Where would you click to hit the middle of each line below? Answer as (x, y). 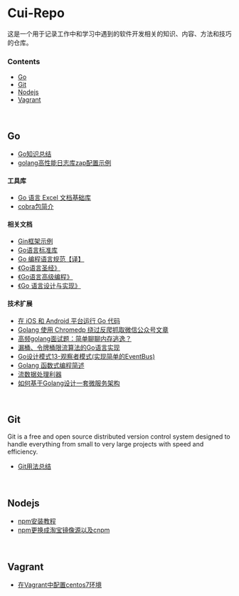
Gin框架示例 (35, 241)
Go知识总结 (34, 154)
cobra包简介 (36, 206)
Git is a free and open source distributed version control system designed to (119, 436)
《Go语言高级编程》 (45, 277)
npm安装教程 (37, 521)
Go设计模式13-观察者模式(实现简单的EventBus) (86, 356)
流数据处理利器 (39, 374)
